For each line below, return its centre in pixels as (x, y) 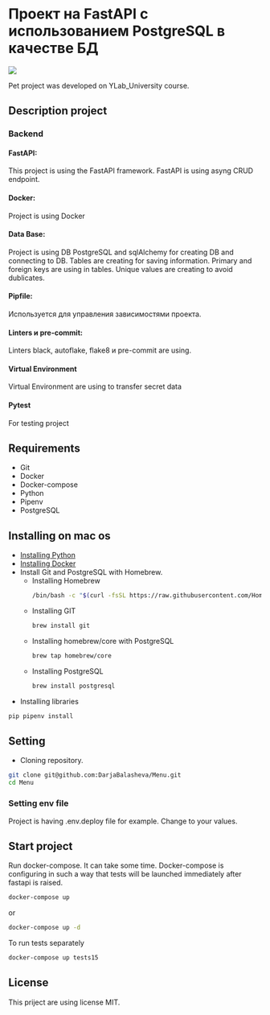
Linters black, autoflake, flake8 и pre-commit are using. (100, 350)
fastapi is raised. (36, 883)
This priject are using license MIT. (64, 1002)
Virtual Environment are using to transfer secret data (95, 386)
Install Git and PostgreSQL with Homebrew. (91, 572)
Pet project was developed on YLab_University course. (99, 85)
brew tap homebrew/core (72, 656)
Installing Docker (48, 563)
